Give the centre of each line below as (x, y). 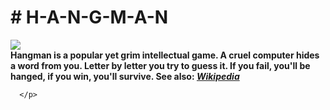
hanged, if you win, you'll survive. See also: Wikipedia (125, 76)
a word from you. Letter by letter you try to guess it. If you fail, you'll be (160, 65)
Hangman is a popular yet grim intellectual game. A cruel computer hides (165, 55)
